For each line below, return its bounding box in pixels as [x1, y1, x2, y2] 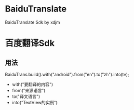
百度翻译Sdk [5, 38, 55, 49]
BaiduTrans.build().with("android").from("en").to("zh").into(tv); [5, 71, 129, 77]
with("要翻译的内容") [12, 81, 53, 87]
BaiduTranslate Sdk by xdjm [5, 19, 60, 25]
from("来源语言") [12, 87, 46, 93]
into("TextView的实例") [12, 99, 58, 105]
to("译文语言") [12, 93, 40, 99]
